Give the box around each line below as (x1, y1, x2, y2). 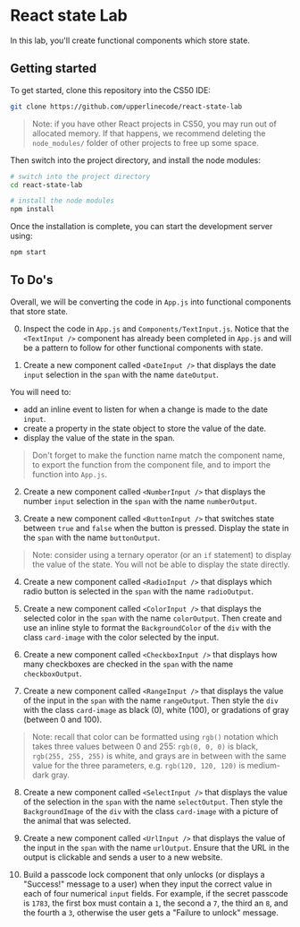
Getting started (10, 61, 97, 76)
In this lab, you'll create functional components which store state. (10, 35, 251, 46)
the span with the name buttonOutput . (22, 532, 161, 543)
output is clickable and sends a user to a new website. (22, 852, 223, 863)
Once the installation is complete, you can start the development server (10, 221, 273, 232)
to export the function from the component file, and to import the (31, 459, 271, 470)
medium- (246, 760, 280, 770)
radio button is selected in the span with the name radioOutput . (22, 586, 254, 597)
